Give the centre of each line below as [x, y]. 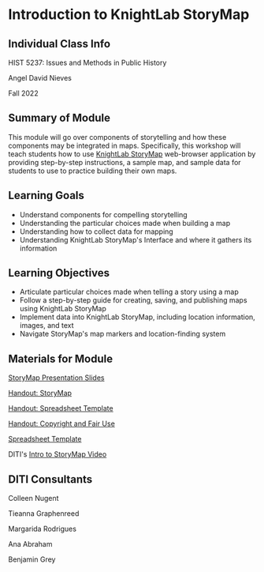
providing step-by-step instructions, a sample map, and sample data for [125, 162]
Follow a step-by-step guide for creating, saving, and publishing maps [133, 300]
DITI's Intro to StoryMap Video [58, 454]
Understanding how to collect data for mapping [96, 231]
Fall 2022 [23, 93]
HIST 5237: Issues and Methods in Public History [87, 62]
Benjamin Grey [32, 559]
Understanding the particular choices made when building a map [125, 223]
